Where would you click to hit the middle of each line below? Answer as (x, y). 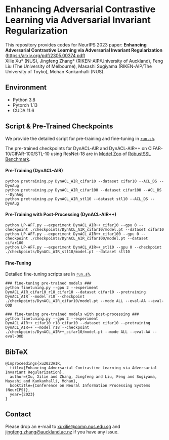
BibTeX (16, 352)
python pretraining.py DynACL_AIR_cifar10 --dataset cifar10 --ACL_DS (81, 181)
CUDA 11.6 (23, 110)
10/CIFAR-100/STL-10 (27, 154)
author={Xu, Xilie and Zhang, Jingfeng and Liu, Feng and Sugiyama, (83, 377)
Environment (26, 88)
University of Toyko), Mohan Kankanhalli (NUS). (55, 71)
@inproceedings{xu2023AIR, (34, 363)
